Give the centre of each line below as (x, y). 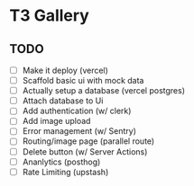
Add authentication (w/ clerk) (77, 111)
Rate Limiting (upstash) (65, 172)
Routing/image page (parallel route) (88, 141)
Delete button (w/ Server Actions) (85, 151)
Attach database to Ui (63, 101)
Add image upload (56, 121)
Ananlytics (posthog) (61, 162)
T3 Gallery (50, 16)
